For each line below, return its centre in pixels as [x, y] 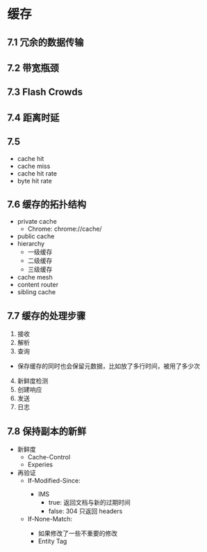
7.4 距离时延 [33, 117]
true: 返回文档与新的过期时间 [89, 502]
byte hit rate [34, 181]
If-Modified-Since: [54, 481]
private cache [37, 222]
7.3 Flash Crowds [45, 92]
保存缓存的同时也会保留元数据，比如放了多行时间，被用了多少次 [108, 366]
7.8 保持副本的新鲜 [47, 431]
